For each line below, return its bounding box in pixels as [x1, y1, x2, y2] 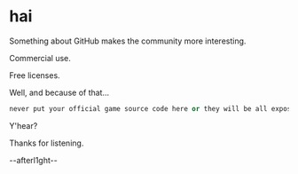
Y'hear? [9, 120, 38, 130]
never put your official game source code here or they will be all [9, 104, 268, 113]
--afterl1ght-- [9, 154, 58, 165]
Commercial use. [9, 52, 71, 63]
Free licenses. [9, 69, 60, 81]
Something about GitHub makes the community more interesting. [9, 36, 247, 46]
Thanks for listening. [9, 138, 84, 148]
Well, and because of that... [9, 87, 110, 98]
